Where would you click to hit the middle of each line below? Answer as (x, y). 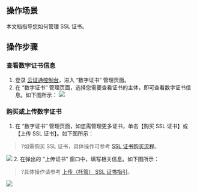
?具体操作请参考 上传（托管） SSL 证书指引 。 (77, 171)
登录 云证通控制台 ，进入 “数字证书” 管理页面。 (72, 80)
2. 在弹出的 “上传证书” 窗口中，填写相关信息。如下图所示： (86, 159)
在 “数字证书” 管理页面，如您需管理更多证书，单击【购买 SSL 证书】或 (101, 126)
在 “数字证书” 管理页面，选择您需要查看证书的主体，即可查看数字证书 (100, 87)
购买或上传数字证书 (34, 111)
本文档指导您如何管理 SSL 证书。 (47, 26)
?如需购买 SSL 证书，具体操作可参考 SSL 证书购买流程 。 (90, 146)
